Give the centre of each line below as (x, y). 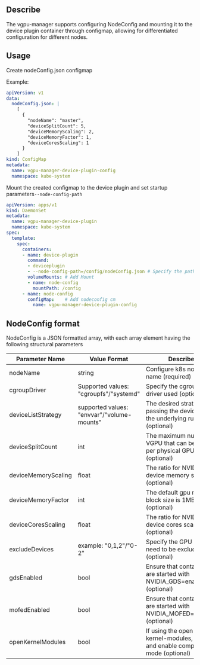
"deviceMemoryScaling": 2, (61, 132)
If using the (161, 631)
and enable (161, 646)
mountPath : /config (57, 288)
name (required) (168, 377)
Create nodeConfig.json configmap (49, 70)
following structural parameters (45, 344)
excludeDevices (32, 550)
